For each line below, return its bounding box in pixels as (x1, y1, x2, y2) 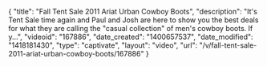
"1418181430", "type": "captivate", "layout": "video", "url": (8, 41, 198, 50)
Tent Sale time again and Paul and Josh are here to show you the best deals (8, 15, 259, 25)
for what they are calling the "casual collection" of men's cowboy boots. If (8, 24, 253, 33)
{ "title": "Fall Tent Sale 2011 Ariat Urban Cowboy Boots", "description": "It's (8, 7, 258, 16)
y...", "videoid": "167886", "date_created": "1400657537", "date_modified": (8, 32, 254, 41)
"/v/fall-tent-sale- (199, 41, 257, 50)
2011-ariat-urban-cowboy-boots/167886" (8, 49, 144, 58)
